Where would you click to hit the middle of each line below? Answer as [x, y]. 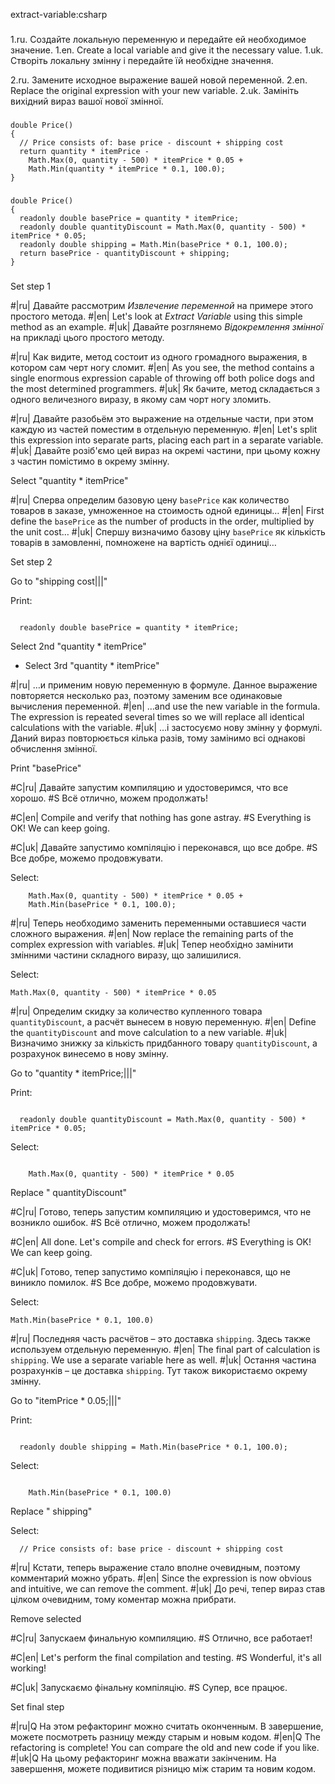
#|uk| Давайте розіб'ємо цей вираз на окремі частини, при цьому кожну [165, 450]
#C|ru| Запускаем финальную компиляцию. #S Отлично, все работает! [161, 1638]
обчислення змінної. [54, 748]
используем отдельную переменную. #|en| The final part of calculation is [165, 1349]
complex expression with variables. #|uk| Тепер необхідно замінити [152, 944]
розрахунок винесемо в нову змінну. [89, 1053]
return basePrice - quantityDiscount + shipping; [124, 253]
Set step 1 [30, 286]
